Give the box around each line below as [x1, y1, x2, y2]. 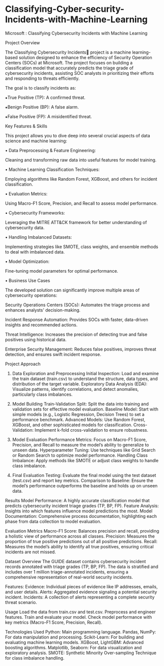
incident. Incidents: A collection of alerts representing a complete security [5, 594, 155, 600]
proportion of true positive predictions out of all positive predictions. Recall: [5, 538, 158, 544]
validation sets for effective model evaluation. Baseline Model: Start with [12, 406, 159, 412]
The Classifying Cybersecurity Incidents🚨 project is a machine [5, 49, 131, 55]
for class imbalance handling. [5, 655, 65, 661]
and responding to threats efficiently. [5, 75, 80, 81]
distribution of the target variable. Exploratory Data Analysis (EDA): [12, 381, 147, 387]
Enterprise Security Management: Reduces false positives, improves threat [5, 346, 157, 352]
